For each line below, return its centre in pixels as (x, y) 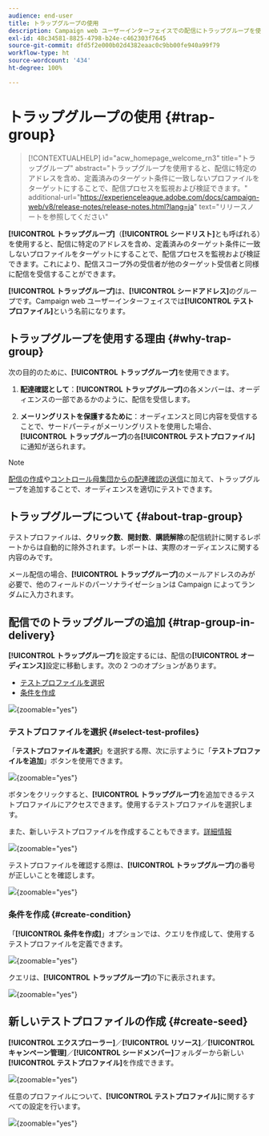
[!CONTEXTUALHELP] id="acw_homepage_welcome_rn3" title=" (134, 158)
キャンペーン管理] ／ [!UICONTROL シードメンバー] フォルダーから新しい (126, 1053)
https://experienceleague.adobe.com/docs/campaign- (170, 197)
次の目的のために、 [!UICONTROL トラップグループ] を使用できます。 (121, 372)
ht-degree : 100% (35, 68)
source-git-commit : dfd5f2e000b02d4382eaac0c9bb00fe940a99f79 (114, 46)
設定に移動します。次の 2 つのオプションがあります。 (133, 666)
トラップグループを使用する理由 (87, 339)
